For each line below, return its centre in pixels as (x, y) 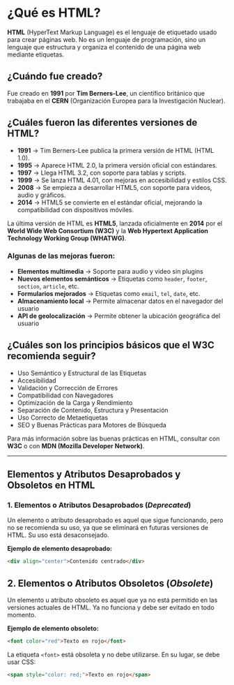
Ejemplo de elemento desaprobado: (60, 549)
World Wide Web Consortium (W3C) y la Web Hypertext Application (108, 230)
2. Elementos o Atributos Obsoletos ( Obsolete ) (110, 583)
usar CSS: (22, 662)
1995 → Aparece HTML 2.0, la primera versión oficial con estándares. (117, 165)
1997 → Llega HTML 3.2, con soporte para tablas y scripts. (102, 172)
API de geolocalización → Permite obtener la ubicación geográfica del (119, 316)
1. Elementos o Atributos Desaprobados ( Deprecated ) (99, 505)
